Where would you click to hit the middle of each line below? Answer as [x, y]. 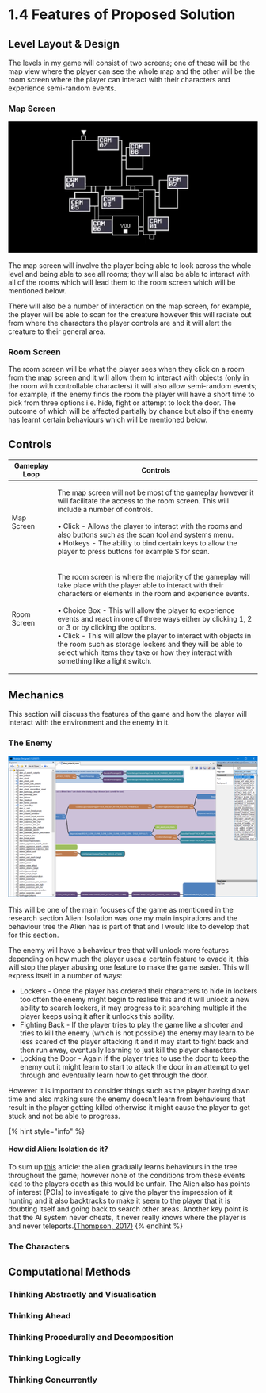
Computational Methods [69, 1272]
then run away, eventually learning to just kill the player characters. [129, 1050]
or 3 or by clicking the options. [107, 627]
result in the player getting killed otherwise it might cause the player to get [129, 1107]
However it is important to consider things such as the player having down [129, 1090]
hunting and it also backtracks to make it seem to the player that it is [120, 1200]
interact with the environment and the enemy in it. [89, 722]
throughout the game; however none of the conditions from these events [127, 1175]
